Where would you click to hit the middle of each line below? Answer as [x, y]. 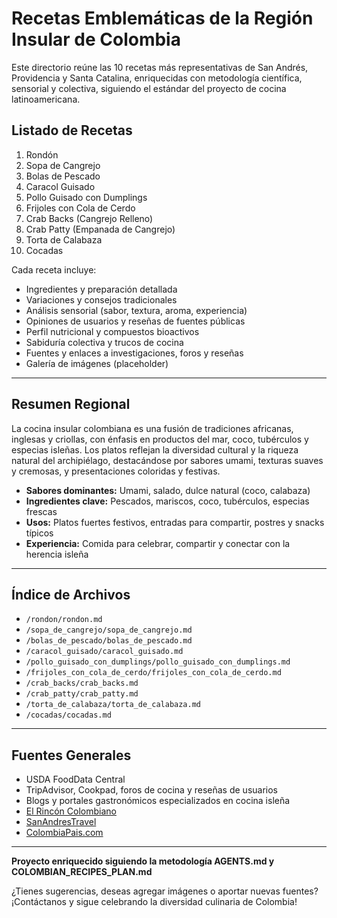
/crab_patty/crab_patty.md [82, 694]
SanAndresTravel [61, 822]
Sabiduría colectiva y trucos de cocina [104, 342]
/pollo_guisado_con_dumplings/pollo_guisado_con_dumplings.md [158, 662]
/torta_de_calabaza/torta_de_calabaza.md [113, 705]
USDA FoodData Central [75, 779]
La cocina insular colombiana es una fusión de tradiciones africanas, [152, 428]
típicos [39, 533]
